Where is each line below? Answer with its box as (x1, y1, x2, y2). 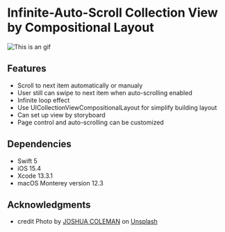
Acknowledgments (7, 199, 92, 210)
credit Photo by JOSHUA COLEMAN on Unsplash (17, 217, 158, 226)
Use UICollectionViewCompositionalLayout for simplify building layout (17, 103, 217, 112)
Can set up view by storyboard (17, 110, 106, 119)
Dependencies (7, 138, 72, 150)
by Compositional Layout (7, 19, 154, 35)
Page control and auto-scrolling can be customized (17, 118, 165, 126)
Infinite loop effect (17, 96, 70, 104)
